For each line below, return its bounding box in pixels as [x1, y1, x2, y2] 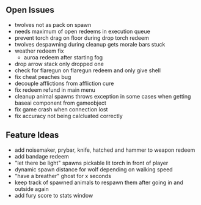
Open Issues [5, 5, 54, 15]
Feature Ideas [5, 130, 59, 140]
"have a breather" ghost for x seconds [14, 172, 111, 179]
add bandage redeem [14, 152, 70, 160]
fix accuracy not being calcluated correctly [14, 112, 123, 119]
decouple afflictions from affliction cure [14, 80, 114, 87]
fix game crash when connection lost [14, 105, 108, 113]
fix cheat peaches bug [14, 73, 71, 80]
